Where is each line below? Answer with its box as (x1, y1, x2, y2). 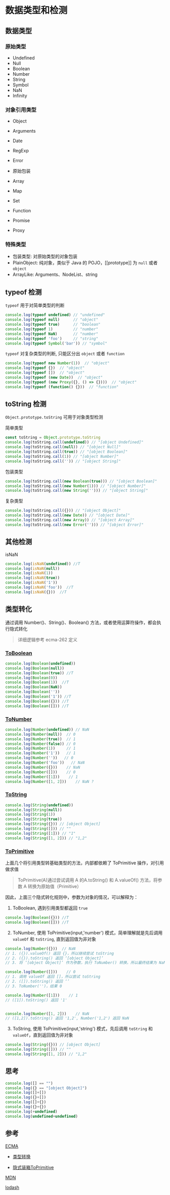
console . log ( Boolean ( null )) (5, 666, 65, 671)
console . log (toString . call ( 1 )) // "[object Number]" (5, 454, 119, 459)
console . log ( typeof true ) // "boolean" (5, 322, 101, 327)
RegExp (12, 148, 29, 154)
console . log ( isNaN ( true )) (5, 575, 60, 581)
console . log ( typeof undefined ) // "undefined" (5, 312, 105, 318)
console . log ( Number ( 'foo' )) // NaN (5, 760, 85, 765)
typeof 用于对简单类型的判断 (5, 302, 65, 308)
